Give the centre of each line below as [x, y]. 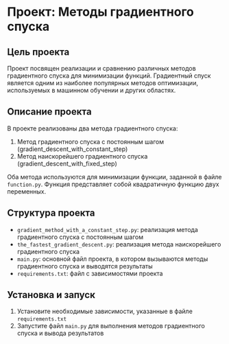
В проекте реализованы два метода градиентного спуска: [93, 128]
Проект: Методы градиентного [100, 12]
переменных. [27, 191]
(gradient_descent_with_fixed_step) [67, 163]
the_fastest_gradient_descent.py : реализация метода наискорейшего [119, 244]
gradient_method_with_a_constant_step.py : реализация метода [108, 229]
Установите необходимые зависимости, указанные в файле [105, 311]
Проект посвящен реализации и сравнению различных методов [102, 68]
